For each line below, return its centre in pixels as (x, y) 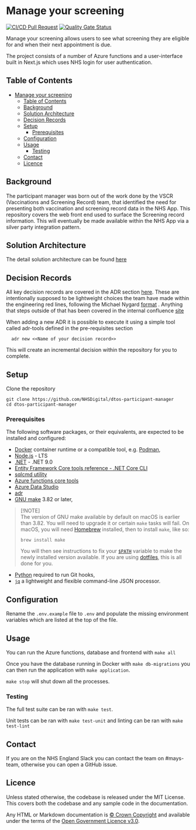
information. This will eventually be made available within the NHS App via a (97, 220)
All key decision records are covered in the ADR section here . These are (93, 292)
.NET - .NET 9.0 (33, 462)
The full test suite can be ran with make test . (60, 709)
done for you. (37, 563)
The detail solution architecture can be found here (66, 260)
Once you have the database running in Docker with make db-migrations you (98, 664)
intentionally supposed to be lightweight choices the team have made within (98, 298)
